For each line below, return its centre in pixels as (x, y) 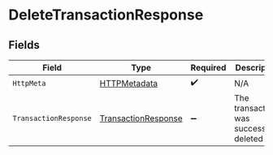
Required (208, 68)
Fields (24, 45)
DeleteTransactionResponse (106, 15)
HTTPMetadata (129, 83)
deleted (249, 138)
